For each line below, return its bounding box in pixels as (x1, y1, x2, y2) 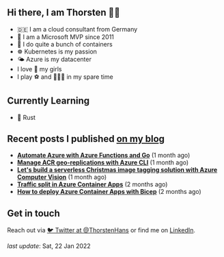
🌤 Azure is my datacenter (16, 55, 92, 63)
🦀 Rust (16, 113, 36, 121)
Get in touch (7, 207, 60, 219)
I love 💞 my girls (16, 64, 62, 73)
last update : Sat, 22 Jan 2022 (7, 242, 91, 250)
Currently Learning (7, 95, 90, 107)
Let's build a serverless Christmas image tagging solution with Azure (16, 166, 218, 174)
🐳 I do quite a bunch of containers (16, 40, 113, 48)
